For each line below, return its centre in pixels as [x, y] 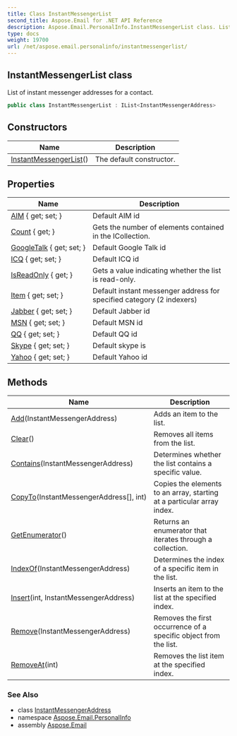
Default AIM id [116, 216]
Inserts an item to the [188, 589]
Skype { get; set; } [40, 345]
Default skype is [119, 345]
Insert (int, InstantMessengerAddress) [73, 598]
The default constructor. [135, 159]
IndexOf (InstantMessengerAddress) [71, 569]
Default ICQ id [116, 259]
